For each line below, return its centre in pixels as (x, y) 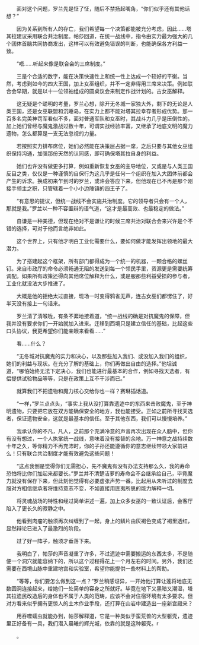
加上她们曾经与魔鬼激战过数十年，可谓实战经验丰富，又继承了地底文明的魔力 (99, 126)
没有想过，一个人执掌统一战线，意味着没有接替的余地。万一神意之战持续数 (102, 439)
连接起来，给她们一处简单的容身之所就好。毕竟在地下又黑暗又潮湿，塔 (107, 589)
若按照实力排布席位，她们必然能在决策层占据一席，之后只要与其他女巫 (102, 146)
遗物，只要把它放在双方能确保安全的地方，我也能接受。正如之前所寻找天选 (102, 411)
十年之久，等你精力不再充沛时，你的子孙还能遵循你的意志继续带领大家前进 (97, 446)
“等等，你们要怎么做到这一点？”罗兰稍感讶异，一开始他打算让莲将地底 (102, 581)
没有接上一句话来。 (40, 303)
